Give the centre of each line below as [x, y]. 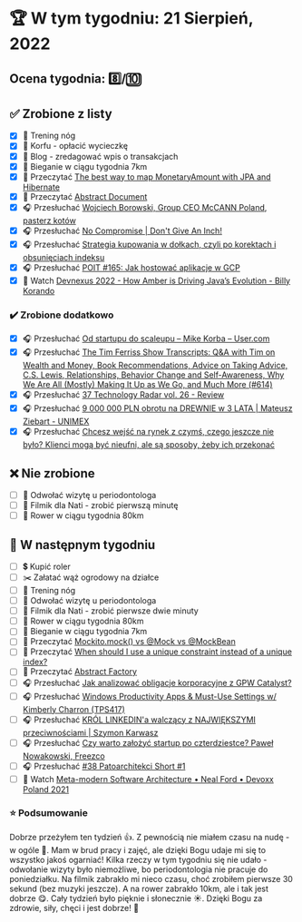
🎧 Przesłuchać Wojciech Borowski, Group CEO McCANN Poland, [145, 207]
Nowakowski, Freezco [64, 756]
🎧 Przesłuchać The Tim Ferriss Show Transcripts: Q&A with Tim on [149, 352]
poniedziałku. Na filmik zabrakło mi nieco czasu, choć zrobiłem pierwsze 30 [151, 878]
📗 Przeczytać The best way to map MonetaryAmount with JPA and [146, 177]
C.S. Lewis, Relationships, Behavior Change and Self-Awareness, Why [153, 375]
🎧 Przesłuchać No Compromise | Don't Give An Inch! [122, 230]
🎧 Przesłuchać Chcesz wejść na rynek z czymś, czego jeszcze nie [148, 432]
